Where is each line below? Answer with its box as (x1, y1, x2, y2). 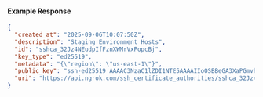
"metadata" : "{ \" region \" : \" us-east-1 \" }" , (14, 59, 163, 68)
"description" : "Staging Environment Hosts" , (14, 38, 166, 46)
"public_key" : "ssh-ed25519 (14, 67, 107, 75)
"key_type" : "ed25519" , (14, 52, 92, 60)
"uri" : (14, 74, 36, 82)
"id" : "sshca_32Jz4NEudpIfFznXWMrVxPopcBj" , (14, 45, 163, 53)
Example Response (7, 6, 71, 16)
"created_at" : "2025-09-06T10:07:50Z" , (14, 31, 145, 39)
